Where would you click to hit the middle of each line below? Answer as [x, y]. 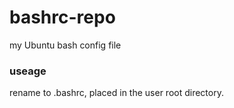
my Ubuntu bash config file [65, 45]
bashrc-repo [62, 17]
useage [28, 71]
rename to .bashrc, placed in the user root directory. [116, 93]
